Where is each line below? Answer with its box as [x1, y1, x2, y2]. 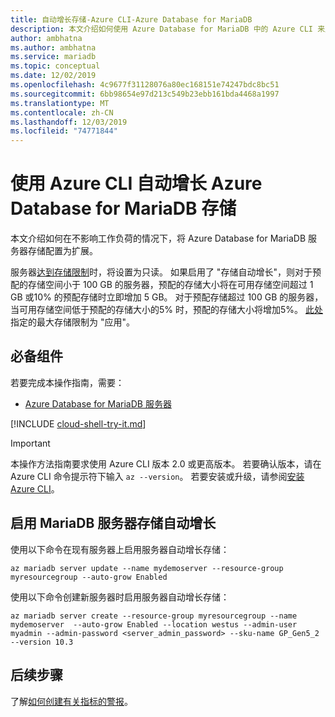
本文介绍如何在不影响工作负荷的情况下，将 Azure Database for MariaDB [10, 232, 307, 245]
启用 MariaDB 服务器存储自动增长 [10, 515, 217, 532]
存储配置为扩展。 [27, 245, 98, 257]
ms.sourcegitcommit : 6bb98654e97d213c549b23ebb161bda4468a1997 [10, 89, 280, 99]
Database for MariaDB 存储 [10, 197, 237, 220]
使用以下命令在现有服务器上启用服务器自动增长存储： [10, 543, 230, 555]
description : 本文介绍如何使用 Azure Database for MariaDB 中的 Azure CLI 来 [10, 24, 326, 34]
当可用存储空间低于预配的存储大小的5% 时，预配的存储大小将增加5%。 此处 [10, 304, 323, 316]
